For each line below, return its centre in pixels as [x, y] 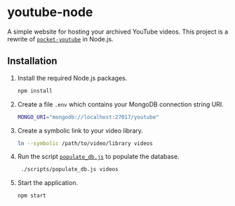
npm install [35, 91]
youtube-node [50, 12]
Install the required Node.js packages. [72, 78]
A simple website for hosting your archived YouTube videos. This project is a [118, 32]
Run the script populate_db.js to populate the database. [99, 157]
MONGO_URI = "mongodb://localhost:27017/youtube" [88, 117]
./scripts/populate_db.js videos [69, 170]
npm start [32, 196]
